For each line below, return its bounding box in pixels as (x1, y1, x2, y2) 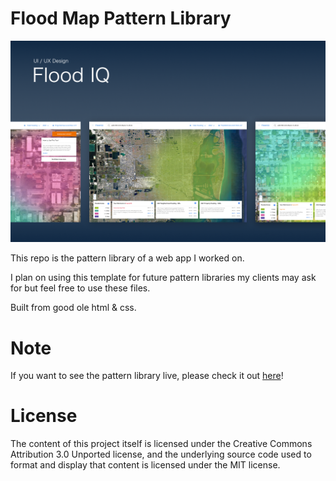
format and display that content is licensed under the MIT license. (10, 459, 281, 471)
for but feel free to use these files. (10, 282, 151, 294)
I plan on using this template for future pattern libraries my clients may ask (10, 272, 317, 284)
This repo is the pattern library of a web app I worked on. (10, 252, 245, 264)
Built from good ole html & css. (10, 302, 137, 314)
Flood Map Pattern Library (10, 7, 232, 30)
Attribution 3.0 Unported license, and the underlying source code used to (10, 448, 312, 461)
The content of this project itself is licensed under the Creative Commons (10, 438, 313, 450)
